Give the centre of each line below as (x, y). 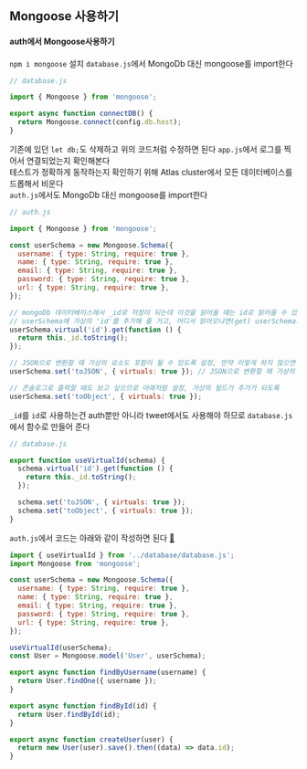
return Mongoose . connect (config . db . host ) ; (100, 122)
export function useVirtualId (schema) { (88, 460)
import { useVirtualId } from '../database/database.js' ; (122, 555)
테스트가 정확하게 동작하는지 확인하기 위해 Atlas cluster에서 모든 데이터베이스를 (151, 172)
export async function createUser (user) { (91, 739)
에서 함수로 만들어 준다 (50, 427)
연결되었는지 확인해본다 (68, 160)
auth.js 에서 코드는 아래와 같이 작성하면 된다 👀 (92, 538)
